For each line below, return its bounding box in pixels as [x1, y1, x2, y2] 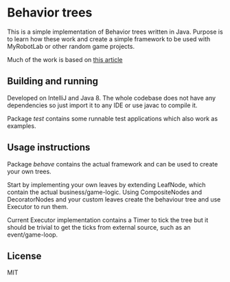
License [7, 250, 42, 262]
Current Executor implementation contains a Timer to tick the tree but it [7, 215, 209, 224]
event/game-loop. [7, 230, 58, 239]
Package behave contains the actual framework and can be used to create [7, 160, 218, 168]
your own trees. [7, 167, 51, 175]
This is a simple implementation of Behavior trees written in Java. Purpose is [7, 28, 223, 36]
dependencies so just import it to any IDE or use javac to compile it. [7, 101, 198, 109]
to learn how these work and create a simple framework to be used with [7, 34, 211, 43]
